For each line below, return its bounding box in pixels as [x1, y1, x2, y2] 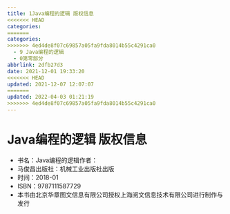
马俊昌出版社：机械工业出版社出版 [17, 164, 115, 173]
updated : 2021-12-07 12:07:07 [7, 81, 95, 88]
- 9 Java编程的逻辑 [13, 49, 64, 56]
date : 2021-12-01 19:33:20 [7, 68, 85, 75]
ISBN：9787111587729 [17, 182, 82, 190]
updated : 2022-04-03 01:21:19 [7, 94, 95, 101]
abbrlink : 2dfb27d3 [7, 61, 64, 68]
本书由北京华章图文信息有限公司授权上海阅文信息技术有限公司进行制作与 [17, 191, 223, 199]
